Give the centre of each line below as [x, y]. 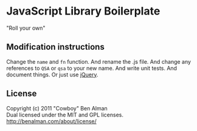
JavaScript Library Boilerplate [83, 11]
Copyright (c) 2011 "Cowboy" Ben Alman [57, 108]
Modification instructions [55, 47]
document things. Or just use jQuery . [52, 75]
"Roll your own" [26, 28]
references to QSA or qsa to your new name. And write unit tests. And [92, 68]
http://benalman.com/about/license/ [52, 121]
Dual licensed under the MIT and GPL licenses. [65, 115]
